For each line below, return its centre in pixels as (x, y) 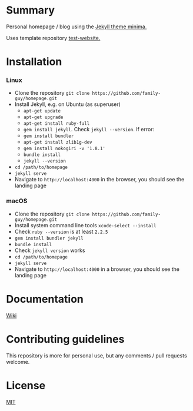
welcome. (18, 362)
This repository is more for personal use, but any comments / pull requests (96, 355)
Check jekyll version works (50, 250)
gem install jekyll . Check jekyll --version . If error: (89, 130)
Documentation (45, 299)
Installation (34, 62)
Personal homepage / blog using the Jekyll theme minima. (76, 26)
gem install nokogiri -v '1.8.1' (64, 149)
